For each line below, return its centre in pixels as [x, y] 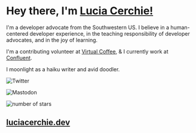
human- [180, 27]
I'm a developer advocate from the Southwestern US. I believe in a [88, 27]
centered [17, 33]
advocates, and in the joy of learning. [52, 40]
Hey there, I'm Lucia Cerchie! [80, 11]
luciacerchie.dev [38, 123]
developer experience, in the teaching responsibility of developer [110, 33]
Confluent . [19, 58]
